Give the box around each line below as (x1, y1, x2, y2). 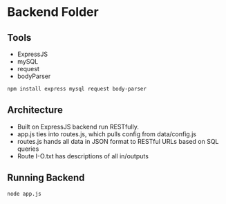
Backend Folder (7, 4, 99, 20)
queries (17, 145, 39, 153)
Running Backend (7, 172, 85, 184)
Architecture (7, 104, 64, 116)
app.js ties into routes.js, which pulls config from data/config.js (17, 129, 197, 138)
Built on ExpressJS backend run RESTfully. (17, 122, 140, 131)
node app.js (7, 190, 41, 197)
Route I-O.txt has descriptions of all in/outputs (17, 151, 149, 160)
